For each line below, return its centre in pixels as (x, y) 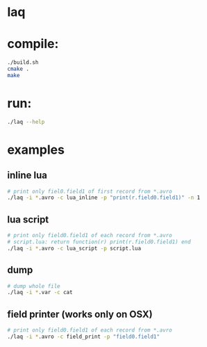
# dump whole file (34, 286)
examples (36, 150)
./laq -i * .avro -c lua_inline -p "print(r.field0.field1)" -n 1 (104, 198)
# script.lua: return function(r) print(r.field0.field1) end (99, 242)
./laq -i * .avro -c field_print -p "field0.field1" (83, 337)
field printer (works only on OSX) (80, 314)
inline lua (27, 176)
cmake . (18, 69)
